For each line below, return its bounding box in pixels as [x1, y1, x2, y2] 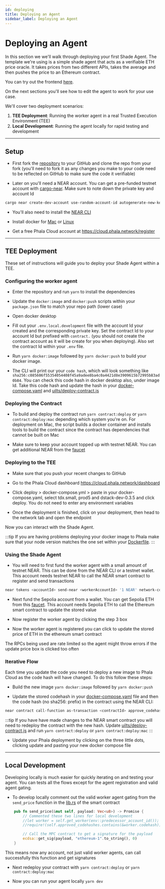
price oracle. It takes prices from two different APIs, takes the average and [5, 64, 156, 70]
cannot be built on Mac [12, 432, 59, 438]
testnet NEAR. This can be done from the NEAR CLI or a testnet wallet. [12, 567, 155, 573]
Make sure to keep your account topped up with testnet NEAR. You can [12, 442, 156, 447]
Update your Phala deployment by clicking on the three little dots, [12, 737, 145, 743]
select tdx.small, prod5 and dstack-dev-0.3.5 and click [44, 495, 155, 501]
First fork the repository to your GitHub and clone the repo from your [12, 160, 151, 166]
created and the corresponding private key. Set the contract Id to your [12, 328, 154, 334]
